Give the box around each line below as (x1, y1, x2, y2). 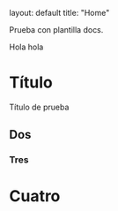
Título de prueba (9, 102, 70, 112)
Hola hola (9, 41, 44, 52)
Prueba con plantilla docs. (9, 25, 104, 34)
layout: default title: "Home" (9, 8, 110, 18)
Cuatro (9, 186, 61, 207)
